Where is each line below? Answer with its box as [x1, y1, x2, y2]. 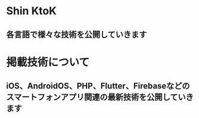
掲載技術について [6, 55, 90, 69]
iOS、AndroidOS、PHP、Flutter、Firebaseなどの [6, 81, 190, 91]
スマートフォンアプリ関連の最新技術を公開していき [6, 92, 194, 103]
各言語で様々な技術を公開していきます [6, 29, 147, 39]
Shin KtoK [6, 4, 57, 18]
